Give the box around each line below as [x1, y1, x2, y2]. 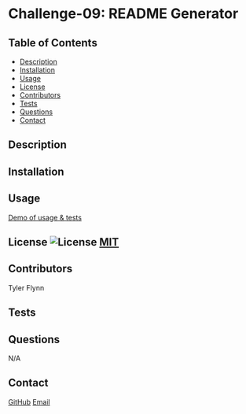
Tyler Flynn [8, 283, 45, 292]
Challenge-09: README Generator [8, 5, 239, 23]
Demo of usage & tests [8, 213, 83, 222]
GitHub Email [8, 397, 50, 406]
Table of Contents [8, 36, 98, 50]
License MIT [8, 235, 119, 249]
